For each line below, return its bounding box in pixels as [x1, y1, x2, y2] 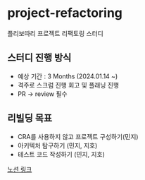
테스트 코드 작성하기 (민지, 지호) [17, 150, 106, 158]
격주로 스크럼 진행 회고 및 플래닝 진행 [17, 80, 120, 89]
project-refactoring [7, 5, 123, 21]
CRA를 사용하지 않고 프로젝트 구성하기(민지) [17, 132, 139, 140]
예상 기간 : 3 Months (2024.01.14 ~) [17, 72, 118, 80]
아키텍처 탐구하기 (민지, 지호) [17, 141, 98, 150]
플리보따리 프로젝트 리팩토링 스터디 [7, 29, 103, 37]
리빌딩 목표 [7, 112, 53, 124]
